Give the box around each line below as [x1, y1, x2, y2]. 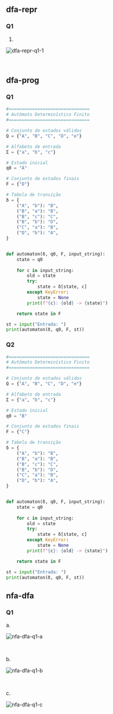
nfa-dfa [6, 590, 34, 600]
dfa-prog [6, 76, 40, 86]
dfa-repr [6, 5, 38, 15]
